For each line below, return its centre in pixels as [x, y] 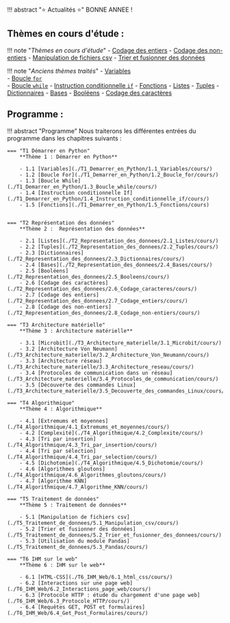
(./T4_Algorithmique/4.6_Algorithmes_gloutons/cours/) [87, 475]
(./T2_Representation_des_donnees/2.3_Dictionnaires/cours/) [96, 259]
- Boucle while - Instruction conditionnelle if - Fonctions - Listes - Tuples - [113, 85]
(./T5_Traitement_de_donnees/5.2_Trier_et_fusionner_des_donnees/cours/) [115, 535]
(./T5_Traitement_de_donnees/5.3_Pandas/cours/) [78, 547]
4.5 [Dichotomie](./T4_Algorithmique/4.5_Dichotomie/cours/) [114, 463]
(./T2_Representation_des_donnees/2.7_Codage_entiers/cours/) [98, 301]
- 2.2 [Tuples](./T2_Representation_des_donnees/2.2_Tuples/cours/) [119, 247]
